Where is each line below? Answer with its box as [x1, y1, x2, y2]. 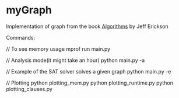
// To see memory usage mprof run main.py [6, 45, 111, 52]
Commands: [6, 34, 36, 41]
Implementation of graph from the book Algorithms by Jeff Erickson [6, 23, 169, 30]
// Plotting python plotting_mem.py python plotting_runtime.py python [6, 79, 174, 86]
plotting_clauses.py [6, 85, 52, 92]
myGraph [6, 3, 52, 17]
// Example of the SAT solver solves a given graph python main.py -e [6, 68, 171, 75]
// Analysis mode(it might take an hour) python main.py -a [6, 57, 145, 64]
